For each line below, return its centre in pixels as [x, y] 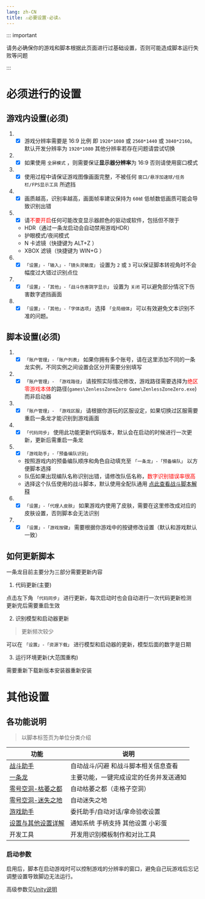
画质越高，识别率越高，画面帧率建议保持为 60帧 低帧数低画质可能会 [108, 198]
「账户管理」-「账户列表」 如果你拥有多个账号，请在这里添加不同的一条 [110, 359]
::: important [22, 35]
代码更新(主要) [33, 585]
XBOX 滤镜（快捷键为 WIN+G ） [64, 250]
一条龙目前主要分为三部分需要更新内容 [54, 572]
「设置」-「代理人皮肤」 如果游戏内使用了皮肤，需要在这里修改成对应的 [110, 506]
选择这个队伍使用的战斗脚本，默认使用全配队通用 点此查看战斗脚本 [108, 484]
